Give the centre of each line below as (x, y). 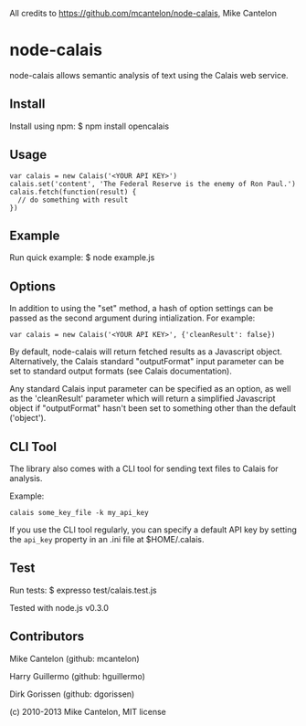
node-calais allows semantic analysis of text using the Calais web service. (149, 75)
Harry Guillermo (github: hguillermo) (78, 676)
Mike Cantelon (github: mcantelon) (74, 658)
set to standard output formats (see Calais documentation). (121, 371)
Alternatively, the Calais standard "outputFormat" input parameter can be (147, 362)
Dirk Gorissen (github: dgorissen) (72, 694)
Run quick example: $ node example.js (82, 258)
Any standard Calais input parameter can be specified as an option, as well (150, 389)
